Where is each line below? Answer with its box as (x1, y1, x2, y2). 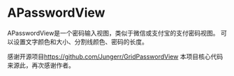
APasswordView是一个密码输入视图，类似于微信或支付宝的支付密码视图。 (7, 29, 219, 37)
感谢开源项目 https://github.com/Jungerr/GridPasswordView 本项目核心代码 (7, 52, 224, 61)
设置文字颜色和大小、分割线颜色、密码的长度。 (13, 37, 148, 46)
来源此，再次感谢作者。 (7, 61, 75, 69)
